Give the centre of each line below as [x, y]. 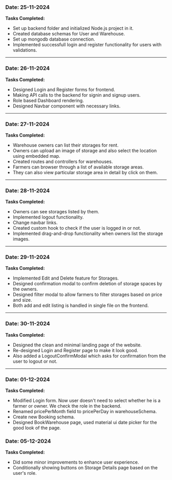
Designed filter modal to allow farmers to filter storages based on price [88, 294]
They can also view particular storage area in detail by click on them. [85, 172]
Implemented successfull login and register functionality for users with [87, 45]
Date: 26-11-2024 [28, 68]
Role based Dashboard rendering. [48, 100]
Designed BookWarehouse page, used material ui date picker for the [85, 422]
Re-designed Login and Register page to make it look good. [75, 350]
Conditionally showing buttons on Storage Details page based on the [85, 468]
